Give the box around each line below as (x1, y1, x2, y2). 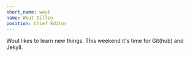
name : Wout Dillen (6, 15, 53, 21)
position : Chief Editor (6, 20, 67, 26)
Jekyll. (6, 44, 23, 51)
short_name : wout (6, 9, 51, 15)
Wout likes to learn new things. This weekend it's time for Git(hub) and (6, 37, 184, 45)
